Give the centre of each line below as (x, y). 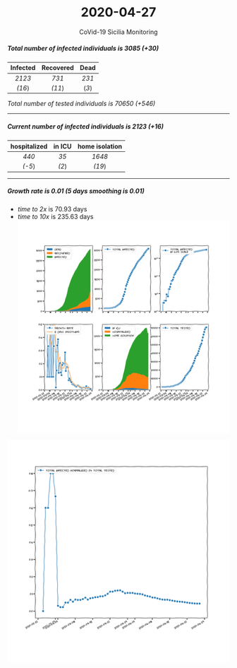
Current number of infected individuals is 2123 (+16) (86, 127)
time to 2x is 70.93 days (52, 209)
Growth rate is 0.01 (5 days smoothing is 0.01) (76, 191)
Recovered (57, 68)
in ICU (62, 146)
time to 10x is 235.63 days (55, 216)
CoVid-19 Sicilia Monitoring (119, 32)
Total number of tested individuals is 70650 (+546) (81, 104)
